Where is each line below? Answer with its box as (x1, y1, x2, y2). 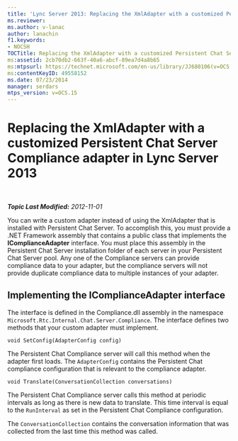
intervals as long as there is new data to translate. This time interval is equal (7, 398, 229, 406)
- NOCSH (7, 43, 30, 50)
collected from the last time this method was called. (7, 427, 158, 435)
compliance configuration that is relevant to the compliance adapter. (7, 364, 207, 373)
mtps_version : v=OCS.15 (7, 89, 78, 96)
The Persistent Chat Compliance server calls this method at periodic (7, 391, 207, 399)
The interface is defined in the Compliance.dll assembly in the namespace (7, 308, 224, 316)
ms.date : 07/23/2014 (7, 76, 69, 84)
